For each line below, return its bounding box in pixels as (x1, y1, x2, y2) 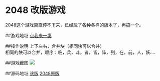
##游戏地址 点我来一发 (5, 32, 52, 38)
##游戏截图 (5, 60, 29, 66)
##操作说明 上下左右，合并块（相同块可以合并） (5, 43, 104, 49)
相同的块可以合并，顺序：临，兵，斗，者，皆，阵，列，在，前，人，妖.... (5, 49, 155, 55)
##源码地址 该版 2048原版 (5, 70, 60, 76)
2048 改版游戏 (5, 4, 66, 16)
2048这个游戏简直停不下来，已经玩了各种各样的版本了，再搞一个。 (5, 22, 144, 28)
